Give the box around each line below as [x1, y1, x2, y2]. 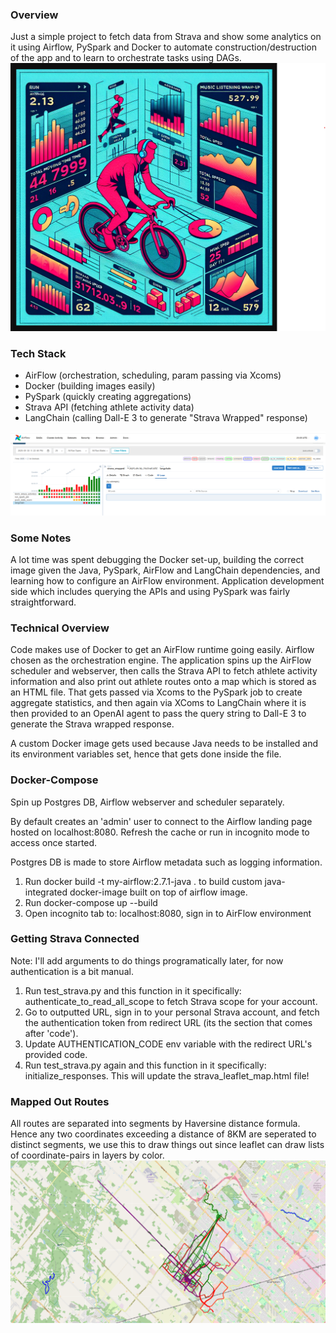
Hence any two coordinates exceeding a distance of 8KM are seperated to [10, 1128, 317, 1140]
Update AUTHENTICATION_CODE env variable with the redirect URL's [24, 1038, 313, 1050]
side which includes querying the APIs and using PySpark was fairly [10, 585, 291, 597]
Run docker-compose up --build [24, 896, 158, 908]
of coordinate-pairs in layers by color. [10, 1149, 165, 1162]
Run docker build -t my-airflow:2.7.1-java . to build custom [24, 875, 263, 887]
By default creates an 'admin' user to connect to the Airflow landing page [10, 815, 313, 827]
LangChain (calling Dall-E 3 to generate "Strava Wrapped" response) [24, 412, 308, 424]
